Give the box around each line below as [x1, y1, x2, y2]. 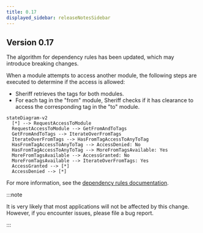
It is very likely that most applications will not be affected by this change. [6, 203, 190, 210]
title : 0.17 [6, 9, 37, 15]
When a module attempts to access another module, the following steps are [6, 72, 197, 80]
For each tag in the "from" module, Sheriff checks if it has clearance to [15, 97, 194, 104]
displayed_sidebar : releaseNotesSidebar [6, 15, 111, 21]
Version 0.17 [6, 37, 54, 48]
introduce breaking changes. [6, 60, 79, 67]
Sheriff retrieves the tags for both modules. [15, 90, 124, 98]
